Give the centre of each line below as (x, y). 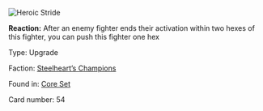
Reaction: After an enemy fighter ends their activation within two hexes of (131, 28)
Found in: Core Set (40, 84)
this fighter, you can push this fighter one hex (84, 37)
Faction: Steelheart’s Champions (62, 68)
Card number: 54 (37, 100)
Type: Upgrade (34, 52)
